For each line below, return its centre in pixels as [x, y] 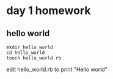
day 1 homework [49, 11]
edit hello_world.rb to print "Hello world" [57, 69]
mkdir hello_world [30, 47]
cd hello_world [26, 53]
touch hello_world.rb [34, 58]
